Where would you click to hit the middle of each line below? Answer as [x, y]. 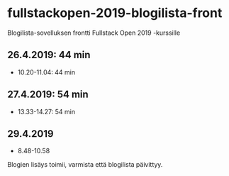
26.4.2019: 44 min [49, 55]
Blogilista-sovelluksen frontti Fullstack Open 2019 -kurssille [94, 33]
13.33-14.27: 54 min [46, 111]
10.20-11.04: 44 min [46, 72]
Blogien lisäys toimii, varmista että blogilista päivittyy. [85, 165]
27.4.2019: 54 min [48, 95]
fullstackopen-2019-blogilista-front [115, 13]
